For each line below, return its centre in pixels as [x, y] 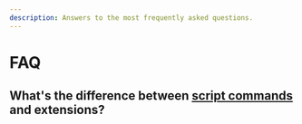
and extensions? [58, 110]
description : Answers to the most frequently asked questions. [132, 18]
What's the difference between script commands [151, 96]
